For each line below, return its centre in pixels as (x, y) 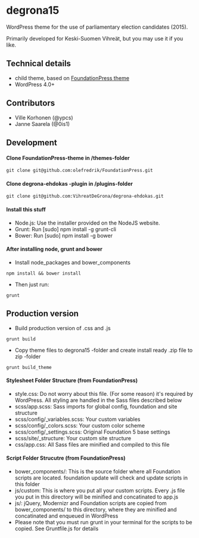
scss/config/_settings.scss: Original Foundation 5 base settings (93, 432)
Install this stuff (26, 209)
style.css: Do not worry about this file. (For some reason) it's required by (104, 393)
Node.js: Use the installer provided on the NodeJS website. (87, 223)
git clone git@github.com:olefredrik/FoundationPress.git (80, 171)
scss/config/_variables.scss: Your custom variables (78, 419)
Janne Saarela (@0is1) (42, 124)
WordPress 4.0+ (35, 84)
